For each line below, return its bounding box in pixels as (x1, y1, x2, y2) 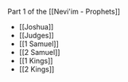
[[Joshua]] (18, 22, 54, 31)
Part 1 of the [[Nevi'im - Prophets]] (7, 7, 121, 16)
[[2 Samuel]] (18, 48, 60, 57)
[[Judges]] (18, 31, 55, 40)
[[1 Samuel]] (18, 39, 59, 49)
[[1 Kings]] (18, 56, 53, 65)
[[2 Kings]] (18, 64, 55, 74)
